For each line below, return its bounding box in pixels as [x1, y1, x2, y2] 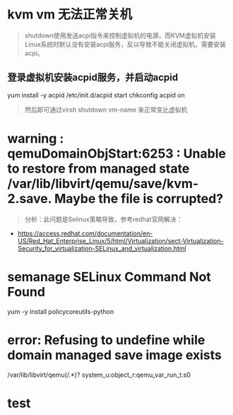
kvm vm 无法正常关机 [7, 6, 133, 23]
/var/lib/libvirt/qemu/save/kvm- [7, 175, 199, 192]
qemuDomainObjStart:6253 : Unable [7, 146, 226, 161]
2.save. [7, 190, 52, 206]
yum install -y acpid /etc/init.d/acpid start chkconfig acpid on [7, 90, 185, 99]
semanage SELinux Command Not [7, 269, 212, 285]
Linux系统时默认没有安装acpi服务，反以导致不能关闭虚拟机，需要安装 [24, 40, 227, 48]
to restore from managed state [7, 160, 190, 177]
